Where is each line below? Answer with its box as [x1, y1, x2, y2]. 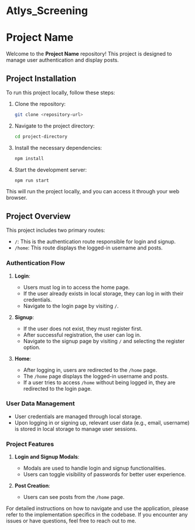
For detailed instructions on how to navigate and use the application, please [6, 505, 189, 512]
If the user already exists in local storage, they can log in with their [23, 290, 184, 297]
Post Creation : [14, 482, 51, 490]
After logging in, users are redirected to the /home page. [23, 366, 158, 373]
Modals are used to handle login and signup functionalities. [23, 464, 166, 472]
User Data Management [6, 399, 75, 408]
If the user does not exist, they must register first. [23, 325, 143, 332]
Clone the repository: [14, 100, 66, 107]
